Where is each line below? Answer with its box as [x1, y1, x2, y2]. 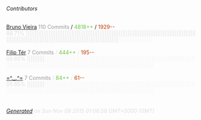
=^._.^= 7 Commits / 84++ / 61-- [6, 74, 85, 82]
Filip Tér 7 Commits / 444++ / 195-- [6, 49, 94, 56]
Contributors [6, 5, 38, 12]
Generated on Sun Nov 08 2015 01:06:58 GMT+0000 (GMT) [6, 107, 155, 114]
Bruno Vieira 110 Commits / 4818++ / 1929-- [6, 23, 116, 31]
